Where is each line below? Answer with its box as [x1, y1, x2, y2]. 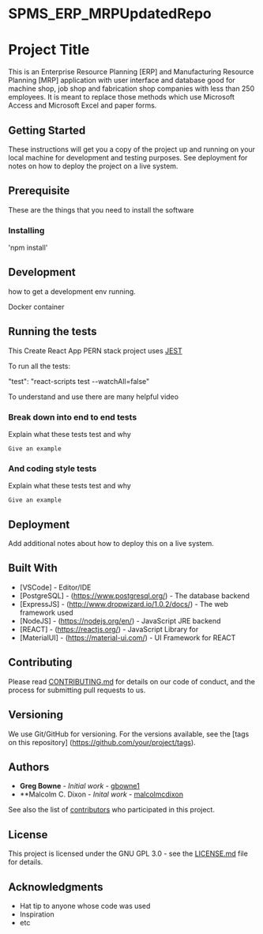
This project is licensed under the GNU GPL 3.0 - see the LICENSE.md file [8, 849, 249, 858]
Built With [8, 562, 58, 575]
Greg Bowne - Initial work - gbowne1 [19, 781, 140, 791]
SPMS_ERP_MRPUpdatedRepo [8, 5, 212, 23]
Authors [8, 760, 50, 774]
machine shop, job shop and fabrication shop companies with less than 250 [8, 84, 255, 93]
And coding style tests [8, 463, 97, 474]
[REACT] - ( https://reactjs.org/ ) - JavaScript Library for [19, 624, 199, 634]
